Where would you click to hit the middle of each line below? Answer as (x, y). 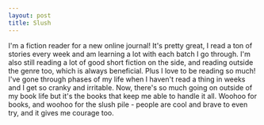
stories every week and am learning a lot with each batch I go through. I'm (130, 54)
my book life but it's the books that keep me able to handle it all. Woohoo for (133, 96)
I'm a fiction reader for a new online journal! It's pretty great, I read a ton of (130, 45)
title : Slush (30, 23)
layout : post (30, 15)
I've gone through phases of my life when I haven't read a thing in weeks (127, 79)
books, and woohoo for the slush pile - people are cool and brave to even (128, 104)
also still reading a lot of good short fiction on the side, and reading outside (131, 62)
